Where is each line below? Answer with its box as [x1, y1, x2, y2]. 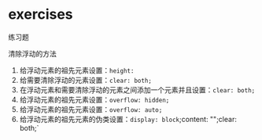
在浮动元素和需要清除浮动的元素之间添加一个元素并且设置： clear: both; [19, 84, 256, 95]
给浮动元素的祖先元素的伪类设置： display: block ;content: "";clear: [19, 114, 238, 124]
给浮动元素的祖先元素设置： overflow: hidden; [19, 95, 170, 104]
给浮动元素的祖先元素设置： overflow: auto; [19, 104, 163, 114]
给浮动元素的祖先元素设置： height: [19, 65, 135, 75]
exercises [8, 5, 73, 23]
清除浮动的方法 [8, 48, 57, 58]
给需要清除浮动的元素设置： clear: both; [19, 75, 152, 84]
